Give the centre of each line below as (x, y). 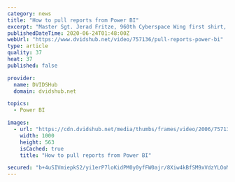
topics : (19, 104)
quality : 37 (24, 53)
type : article (28, 46)
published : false (33, 66)
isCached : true (42, 149)
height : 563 (37, 142)
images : (19, 123)
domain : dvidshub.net (45, 91)
